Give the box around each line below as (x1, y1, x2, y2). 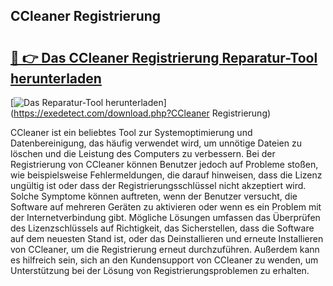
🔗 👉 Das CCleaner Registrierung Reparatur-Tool (10, 49, 318, 66)
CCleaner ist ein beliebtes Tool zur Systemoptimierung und (10, 127, 253, 138)
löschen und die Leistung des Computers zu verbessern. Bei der (10, 148, 276, 159)
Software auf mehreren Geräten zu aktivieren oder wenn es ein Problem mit (10, 201, 322, 213)
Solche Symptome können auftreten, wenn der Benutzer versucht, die (10, 190, 298, 202)
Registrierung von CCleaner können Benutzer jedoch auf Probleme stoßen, (10, 159, 319, 170)
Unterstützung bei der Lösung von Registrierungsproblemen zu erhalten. (10, 265, 310, 276)
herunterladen (10, 70, 102, 87)
